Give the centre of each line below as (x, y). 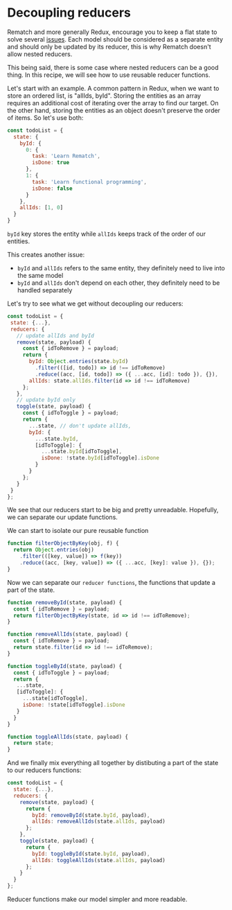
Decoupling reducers (69, 13)
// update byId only (46, 400)
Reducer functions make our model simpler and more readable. (97, 900)
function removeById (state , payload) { (65, 602)
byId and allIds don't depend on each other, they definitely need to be (118, 283)
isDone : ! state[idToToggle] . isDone (74, 705)
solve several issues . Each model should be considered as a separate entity (115, 39)
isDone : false (52, 189)
